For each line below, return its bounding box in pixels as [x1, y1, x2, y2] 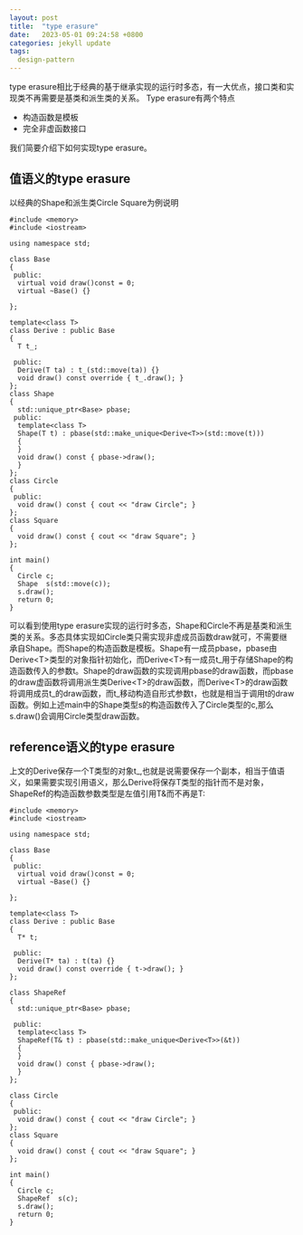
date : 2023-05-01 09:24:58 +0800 [9, 30, 144, 39]
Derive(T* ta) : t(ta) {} [17, 956, 116, 965]
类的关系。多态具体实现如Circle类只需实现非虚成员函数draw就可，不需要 [9, 631, 280, 642]
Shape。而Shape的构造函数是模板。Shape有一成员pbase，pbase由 [24, 642, 278, 653]
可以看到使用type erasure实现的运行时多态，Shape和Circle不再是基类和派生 [9, 620, 292, 631]
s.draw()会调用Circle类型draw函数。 [9, 710, 145, 721]
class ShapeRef [9, 988, 67, 997]
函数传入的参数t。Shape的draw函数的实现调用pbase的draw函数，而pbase [16, 665, 294, 676]
